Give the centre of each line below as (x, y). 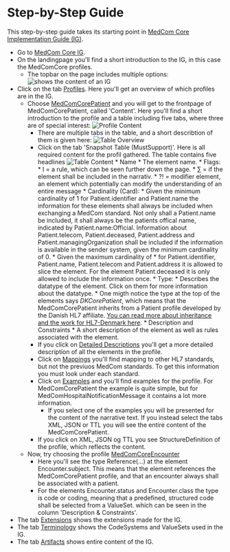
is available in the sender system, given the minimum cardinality (128, 250)
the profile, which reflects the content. (92, 446)
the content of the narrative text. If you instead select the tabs (135, 417)
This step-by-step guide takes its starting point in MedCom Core (98, 32)
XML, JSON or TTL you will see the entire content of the (127, 425)
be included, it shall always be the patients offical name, (117, 220)
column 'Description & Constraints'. (88, 512)
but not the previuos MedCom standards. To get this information (128, 366)
